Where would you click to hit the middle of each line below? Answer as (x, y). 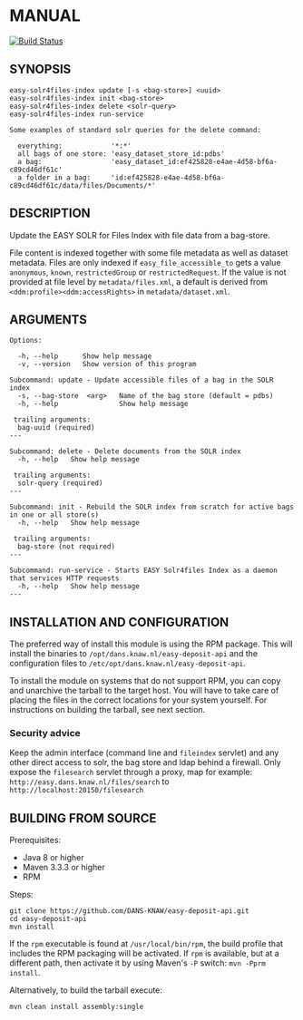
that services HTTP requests (64, 578)
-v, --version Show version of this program (107, 364)
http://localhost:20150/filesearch (77, 791)
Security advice (45, 733)
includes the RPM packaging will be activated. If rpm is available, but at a (144, 954)
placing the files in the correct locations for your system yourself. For (138, 700)
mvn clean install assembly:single (77, 1007)
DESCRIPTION (50, 214)
